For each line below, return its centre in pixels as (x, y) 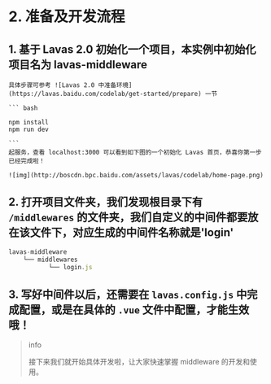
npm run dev (28, 129)
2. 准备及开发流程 (67, 17)
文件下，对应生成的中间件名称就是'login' (132, 233)
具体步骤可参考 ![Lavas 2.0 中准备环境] (70, 85)
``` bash (23, 108)
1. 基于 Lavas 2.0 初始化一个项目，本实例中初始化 (132, 49)
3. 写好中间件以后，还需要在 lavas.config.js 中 (128, 294)
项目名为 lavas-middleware (78, 65)
